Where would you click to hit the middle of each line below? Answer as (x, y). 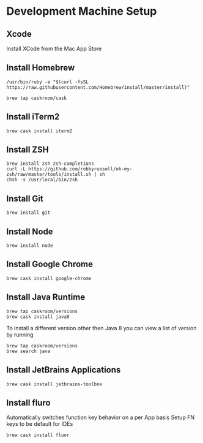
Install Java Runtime (46, 297)
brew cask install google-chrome (49, 278)
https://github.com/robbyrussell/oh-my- (80, 169)
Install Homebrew (41, 68)
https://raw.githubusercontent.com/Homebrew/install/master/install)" (98, 87)
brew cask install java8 (38, 317)
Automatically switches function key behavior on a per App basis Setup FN (100, 417)
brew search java (28, 351)
